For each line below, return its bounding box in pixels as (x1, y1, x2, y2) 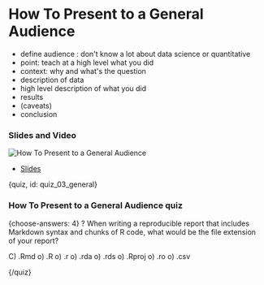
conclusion (19, 109, 58, 119)
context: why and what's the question (19, 66, 146, 76)
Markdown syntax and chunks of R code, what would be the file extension (8, 227, 257, 236)
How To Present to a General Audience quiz (8, 200, 183, 211)
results (19, 92, 44, 101)
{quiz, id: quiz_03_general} (8, 179, 97, 189)
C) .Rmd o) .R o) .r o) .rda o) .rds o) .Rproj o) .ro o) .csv (8, 251, 191, 261)
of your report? (8, 235, 59, 245)
